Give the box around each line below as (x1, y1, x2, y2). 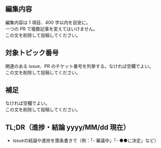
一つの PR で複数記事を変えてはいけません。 (5, 26, 98, 32)
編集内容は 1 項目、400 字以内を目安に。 (5, 19, 91, 26)
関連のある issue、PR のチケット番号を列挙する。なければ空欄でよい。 (5, 63, 154, 69)
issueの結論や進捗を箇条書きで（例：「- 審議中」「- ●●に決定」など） (12, 137, 159, 144)
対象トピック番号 (5, 48, 59, 57)
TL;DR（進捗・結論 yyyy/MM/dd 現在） (5, 123, 131, 132)
